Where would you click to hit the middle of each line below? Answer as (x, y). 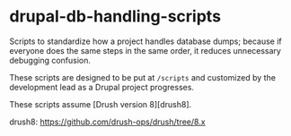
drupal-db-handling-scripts (115, 17)
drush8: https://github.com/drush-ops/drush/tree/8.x (107, 122)
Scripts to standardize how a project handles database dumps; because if (145, 41)
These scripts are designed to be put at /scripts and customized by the (143, 77)
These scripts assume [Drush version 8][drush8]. (101, 104)
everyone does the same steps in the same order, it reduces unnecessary (145, 50)
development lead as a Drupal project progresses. (102, 87)
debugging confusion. (50, 60)
